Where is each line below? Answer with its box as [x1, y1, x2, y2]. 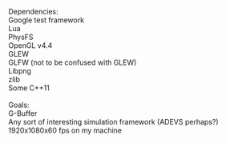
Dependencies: [8, 7, 59, 16]
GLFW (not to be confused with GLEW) [8, 58, 137, 67]
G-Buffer [8, 109, 38, 118]
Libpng [8, 66, 32, 75]
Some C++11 [8, 83, 50, 93]
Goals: [8, 100, 30, 109]
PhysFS [8, 32, 34, 42]
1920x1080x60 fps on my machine [8, 125, 123, 135]
